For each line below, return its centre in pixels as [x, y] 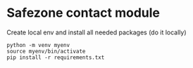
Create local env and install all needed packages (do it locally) [97, 32]
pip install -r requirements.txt [56, 57]
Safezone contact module [83, 13]
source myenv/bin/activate [46, 51]
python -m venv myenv [38, 45]
